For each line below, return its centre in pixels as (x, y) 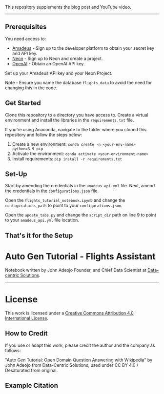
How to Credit (26, 334)
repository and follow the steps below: (43, 135)
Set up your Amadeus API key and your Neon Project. (59, 73)
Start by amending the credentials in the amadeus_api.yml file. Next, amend (80, 186)
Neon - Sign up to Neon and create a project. (57, 59)
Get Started (23, 103)
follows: (13, 350)
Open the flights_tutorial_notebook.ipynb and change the (65, 200)
